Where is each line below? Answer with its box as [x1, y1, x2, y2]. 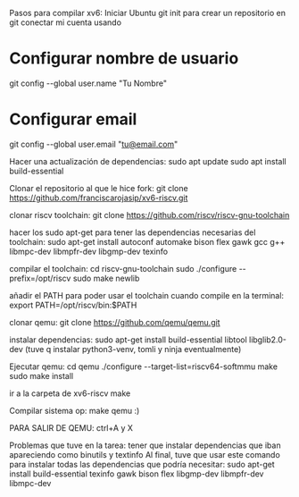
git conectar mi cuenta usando [9, 17, 122, 28]
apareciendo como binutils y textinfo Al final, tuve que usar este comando [9, 449, 281, 459]
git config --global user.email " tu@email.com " [9, 139, 179, 149]
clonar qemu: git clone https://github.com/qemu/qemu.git [9, 316, 220, 327]
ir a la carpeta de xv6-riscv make [9, 388, 131, 399]
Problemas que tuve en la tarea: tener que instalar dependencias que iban [9, 440, 281, 451]
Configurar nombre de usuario [9, 48, 239, 69]
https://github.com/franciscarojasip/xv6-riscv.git [9, 192, 188, 203]
